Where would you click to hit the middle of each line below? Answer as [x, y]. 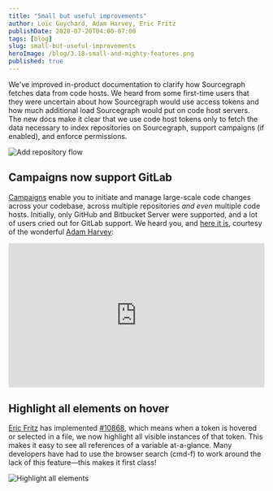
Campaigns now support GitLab [91, 178]
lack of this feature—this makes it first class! [82, 463]
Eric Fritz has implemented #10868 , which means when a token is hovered [133, 428]
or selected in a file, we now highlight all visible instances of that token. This [136, 437]
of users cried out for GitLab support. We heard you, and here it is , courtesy [135, 223]
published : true [36, 62]
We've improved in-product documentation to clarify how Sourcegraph [127, 84]
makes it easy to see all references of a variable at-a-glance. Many [120, 445]
